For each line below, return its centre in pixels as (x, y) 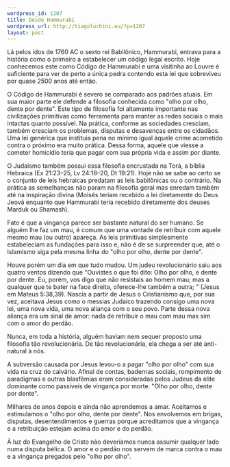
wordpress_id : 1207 (35, 13)
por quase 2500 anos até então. (52, 81)
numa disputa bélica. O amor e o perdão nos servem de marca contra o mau (115, 449)
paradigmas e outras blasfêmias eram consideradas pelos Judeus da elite (111, 379)
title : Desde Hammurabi (41, 20)
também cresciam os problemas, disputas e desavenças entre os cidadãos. (114, 131)
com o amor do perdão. (40, 323)
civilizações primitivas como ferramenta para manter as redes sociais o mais (115, 116)
